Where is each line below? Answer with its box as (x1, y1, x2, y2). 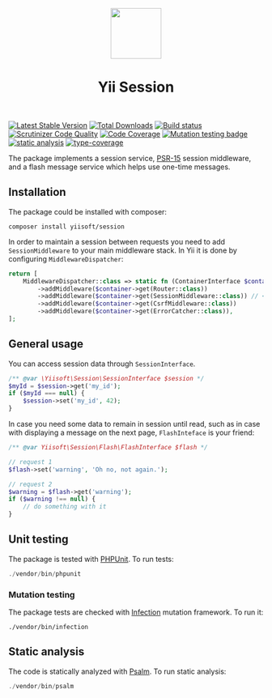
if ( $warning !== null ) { (8, 495, 96, 504)
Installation (8, 185, 66, 199)
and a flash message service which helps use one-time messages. (8, 162, 231, 172)
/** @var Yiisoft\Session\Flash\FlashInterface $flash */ (8, 444, 208, 452)
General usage (8, 337, 83, 351)
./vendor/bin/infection (8, 624, 89, 632)
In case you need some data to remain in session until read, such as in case (8, 419, 261, 429)
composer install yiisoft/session (8, 223, 125, 231)
